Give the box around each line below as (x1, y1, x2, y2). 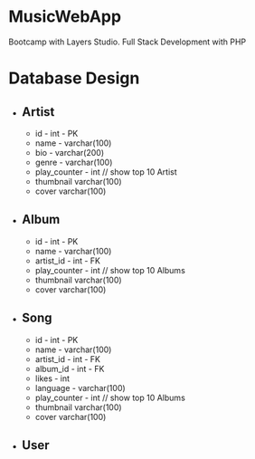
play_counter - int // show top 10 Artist (34, 166, 177, 177)
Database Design (8, 68, 140, 89)
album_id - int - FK (34, 363, 105, 374)
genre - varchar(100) (34, 157, 113, 167)
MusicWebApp (8, 6, 122, 27)
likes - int (34, 373, 70, 384)
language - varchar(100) (34, 382, 126, 393)
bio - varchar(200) (34, 147, 105, 158)
